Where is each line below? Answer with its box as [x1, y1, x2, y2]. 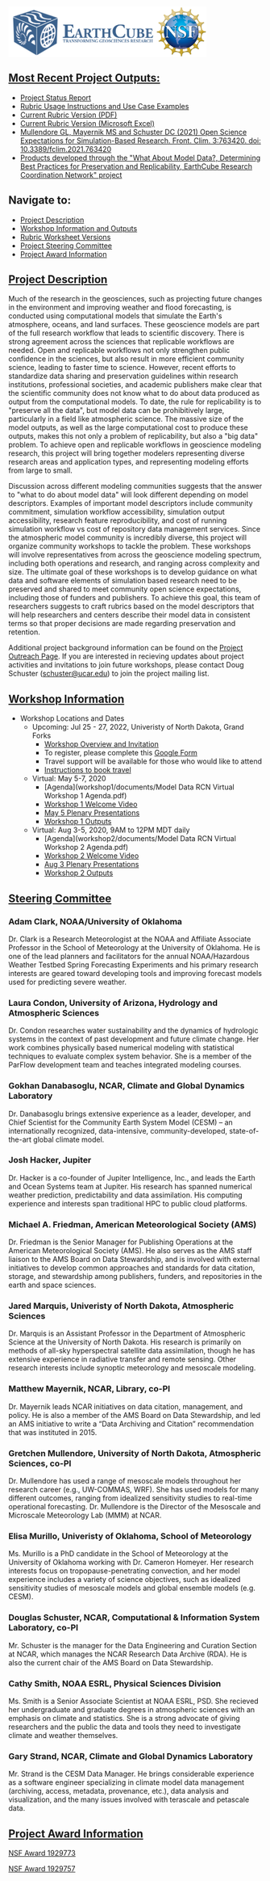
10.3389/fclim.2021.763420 [19, 144, 112, 154]
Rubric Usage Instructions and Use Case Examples [19, 101, 189, 111]
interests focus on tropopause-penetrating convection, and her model [8, 1566, 240, 1576]
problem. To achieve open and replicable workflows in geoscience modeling [8, 440, 262, 450]
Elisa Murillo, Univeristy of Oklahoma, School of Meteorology [8, 1530, 252, 1542]
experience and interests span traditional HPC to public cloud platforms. [8, 1198, 247, 1208]
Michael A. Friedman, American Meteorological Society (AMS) [8, 1218, 257, 1230]
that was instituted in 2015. [8, 1427, 98, 1437]
